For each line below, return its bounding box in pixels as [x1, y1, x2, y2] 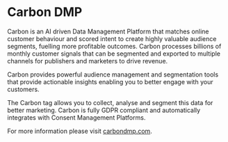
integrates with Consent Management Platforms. [7, 113, 146, 122]
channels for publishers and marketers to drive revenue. [7, 56, 168, 65]
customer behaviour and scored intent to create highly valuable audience [7, 34, 217, 42]
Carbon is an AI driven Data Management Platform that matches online [7, 27, 209, 35]
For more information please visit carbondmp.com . [7, 127, 153, 135]
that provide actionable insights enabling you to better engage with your [7, 77, 213, 86]
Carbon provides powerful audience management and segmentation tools [7, 70, 219, 79]
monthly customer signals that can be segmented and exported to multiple [7, 49, 221, 58]
